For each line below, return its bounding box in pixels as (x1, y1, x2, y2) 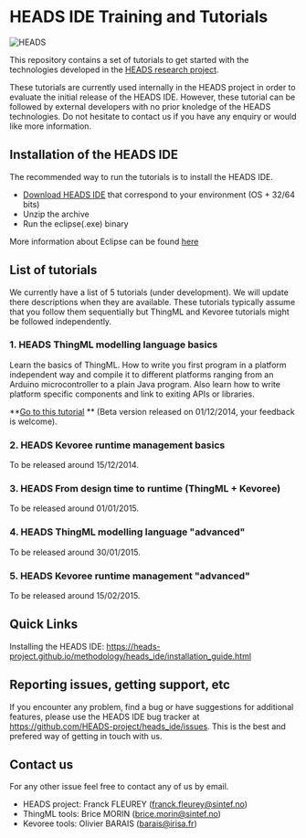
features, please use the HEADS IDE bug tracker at (9, 711, 200, 722)
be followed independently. (9, 315, 112, 326)
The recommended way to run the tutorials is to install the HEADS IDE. (9, 171, 274, 182)
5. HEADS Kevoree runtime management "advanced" (9, 569, 251, 582)
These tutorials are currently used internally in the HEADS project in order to (9, 81, 296, 92)
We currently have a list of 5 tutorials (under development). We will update (9, 286, 290, 298)
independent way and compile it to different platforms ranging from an (9, 368, 274, 380)
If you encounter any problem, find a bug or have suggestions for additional (9, 701, 294, 712)
